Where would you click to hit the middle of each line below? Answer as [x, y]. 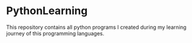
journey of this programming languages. [55, 33]
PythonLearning [47, 11]
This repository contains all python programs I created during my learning [96, 27]
